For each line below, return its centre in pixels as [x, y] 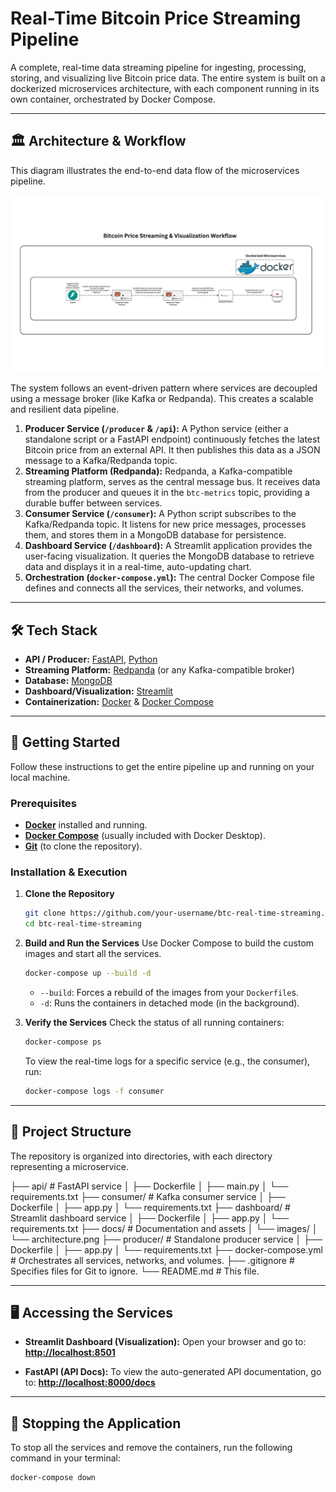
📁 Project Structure [71, 1132]
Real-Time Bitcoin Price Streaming [156, 18]
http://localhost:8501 [70, 1353]
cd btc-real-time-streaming [83, 924]
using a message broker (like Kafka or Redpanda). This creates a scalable [162, 399]
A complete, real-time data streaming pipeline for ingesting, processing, [158, 67]
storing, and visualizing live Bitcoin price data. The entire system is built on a [168, 78]
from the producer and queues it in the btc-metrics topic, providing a [167, 493]
